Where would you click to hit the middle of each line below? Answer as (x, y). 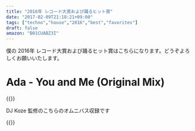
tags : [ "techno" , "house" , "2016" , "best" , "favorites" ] (72, 22)
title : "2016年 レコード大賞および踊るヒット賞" (60, 11)
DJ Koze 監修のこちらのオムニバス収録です (58, 111)
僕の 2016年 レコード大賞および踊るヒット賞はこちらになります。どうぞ (93, 51)
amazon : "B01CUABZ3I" (33, 33)
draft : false (22, 28)
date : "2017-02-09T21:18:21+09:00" (50, 17)
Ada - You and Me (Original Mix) (85, 82)
